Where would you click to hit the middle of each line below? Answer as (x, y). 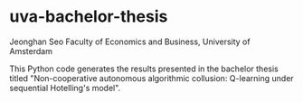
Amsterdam (31, 51)
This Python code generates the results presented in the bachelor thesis (144, 69)
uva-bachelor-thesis (89, 17)
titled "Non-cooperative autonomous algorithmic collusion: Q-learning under (151, 78)
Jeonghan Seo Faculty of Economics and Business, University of (130, 42)
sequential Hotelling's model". (65, 88)
